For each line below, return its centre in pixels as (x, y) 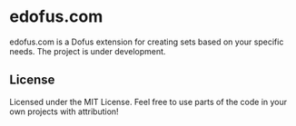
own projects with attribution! (64, 111)
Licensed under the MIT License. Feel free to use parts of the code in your (148, 102)
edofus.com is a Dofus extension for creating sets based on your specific (147, 42)
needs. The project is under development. (88, 51)
